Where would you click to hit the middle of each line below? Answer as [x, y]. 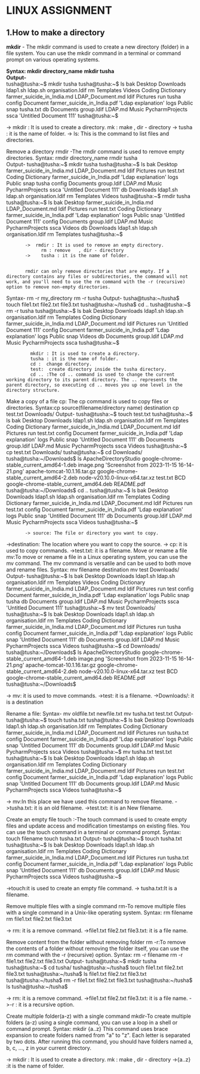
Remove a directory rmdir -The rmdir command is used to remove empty [96, 151]
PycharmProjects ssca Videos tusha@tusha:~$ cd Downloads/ [83, 646]
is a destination [25, 702]
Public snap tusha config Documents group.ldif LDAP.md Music [84, 183]
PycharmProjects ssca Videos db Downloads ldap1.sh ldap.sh [82, 228]
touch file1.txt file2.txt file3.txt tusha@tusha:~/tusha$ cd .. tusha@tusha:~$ [99, 305]
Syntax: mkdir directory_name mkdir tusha [60, 71]
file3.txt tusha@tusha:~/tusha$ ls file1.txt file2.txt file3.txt [76, 974]
